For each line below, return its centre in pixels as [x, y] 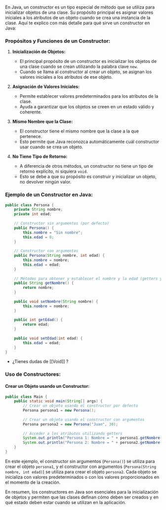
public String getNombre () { [44, 283]
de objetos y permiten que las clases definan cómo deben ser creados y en [82, 497]
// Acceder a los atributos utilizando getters [73, 433]
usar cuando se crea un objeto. [51, 147]
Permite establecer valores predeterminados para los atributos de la [89, 96]
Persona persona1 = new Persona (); [60, 411]
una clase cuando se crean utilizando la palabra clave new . [79, 67]
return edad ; [36, 325]
